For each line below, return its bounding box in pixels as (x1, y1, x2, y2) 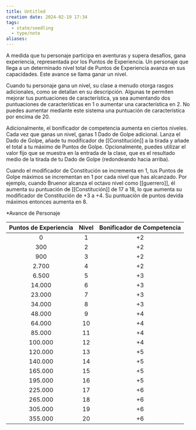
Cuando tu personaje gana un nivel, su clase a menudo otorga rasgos (6, 82, 174, 89)
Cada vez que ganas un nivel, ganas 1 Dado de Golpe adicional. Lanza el (6, 131, 181, 138)
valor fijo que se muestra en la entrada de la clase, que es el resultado (6, 150, 176, 156)
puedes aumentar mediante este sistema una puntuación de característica (6, 107, 185, 114)
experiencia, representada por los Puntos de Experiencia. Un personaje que (6, 58, 189, 65)
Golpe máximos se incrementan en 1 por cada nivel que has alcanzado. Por (6, 174, 187, 180)
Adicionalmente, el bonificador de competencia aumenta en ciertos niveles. (6, 124, 188, 131)
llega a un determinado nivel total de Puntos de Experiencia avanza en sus (6, 65, 185, 71)
